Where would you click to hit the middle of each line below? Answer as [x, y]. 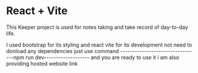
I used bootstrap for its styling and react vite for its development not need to [99, 45]
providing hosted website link [42, 64]
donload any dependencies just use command [63, 51]
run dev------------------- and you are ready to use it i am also [103, 57]
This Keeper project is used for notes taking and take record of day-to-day [97, 27]
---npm [15, 57]
